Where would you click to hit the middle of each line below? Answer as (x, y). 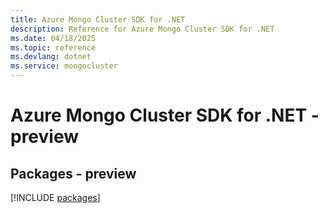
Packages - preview (73, 173)
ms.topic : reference (53, 47)
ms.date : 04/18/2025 (53, 38)
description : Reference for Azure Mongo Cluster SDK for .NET (142, 29)
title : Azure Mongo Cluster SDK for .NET (98, 19)
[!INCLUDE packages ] (55, 197)
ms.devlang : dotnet (51, 57)
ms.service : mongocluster (64, 66)
